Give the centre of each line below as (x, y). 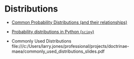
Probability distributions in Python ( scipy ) (53, 31)
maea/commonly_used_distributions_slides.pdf (58, 51)
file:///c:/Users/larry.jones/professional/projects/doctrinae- (70, 46)
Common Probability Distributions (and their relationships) (69, 22)
